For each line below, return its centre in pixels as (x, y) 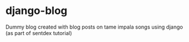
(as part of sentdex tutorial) (39, 33)
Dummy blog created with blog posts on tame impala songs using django (94, 27)
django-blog (36, 11)
